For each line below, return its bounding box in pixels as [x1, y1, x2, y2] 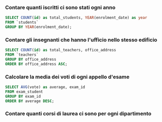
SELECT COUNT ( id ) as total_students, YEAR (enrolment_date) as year [5, 15, 148, 20]
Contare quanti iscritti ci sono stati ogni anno [5, 4, 115, 11]
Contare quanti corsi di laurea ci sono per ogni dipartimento [5, 110, 152, 117]
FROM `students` [5, 20, 39, 25]
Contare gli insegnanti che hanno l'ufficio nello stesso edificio [5, 36, 158, 43]
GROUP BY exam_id [5, 94, 41, 99]
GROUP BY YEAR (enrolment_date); [5, 24, 72, 30]
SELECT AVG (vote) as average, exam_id [5, 85, 85, 90]
